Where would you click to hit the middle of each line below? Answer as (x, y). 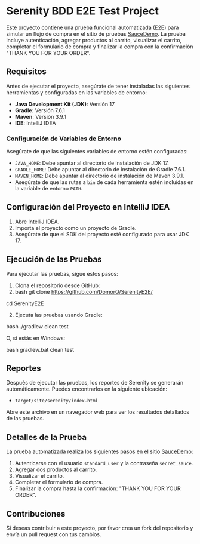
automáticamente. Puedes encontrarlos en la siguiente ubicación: (87, 389)
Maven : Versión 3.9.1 (41, 116)
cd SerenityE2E (25, 303)
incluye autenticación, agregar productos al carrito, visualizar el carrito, (94, 40)
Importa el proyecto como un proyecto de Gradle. (76, 228)
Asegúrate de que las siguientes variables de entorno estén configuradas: (97, 152)
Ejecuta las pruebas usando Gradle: (59, 315)
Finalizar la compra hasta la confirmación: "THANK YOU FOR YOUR (98, 488)
